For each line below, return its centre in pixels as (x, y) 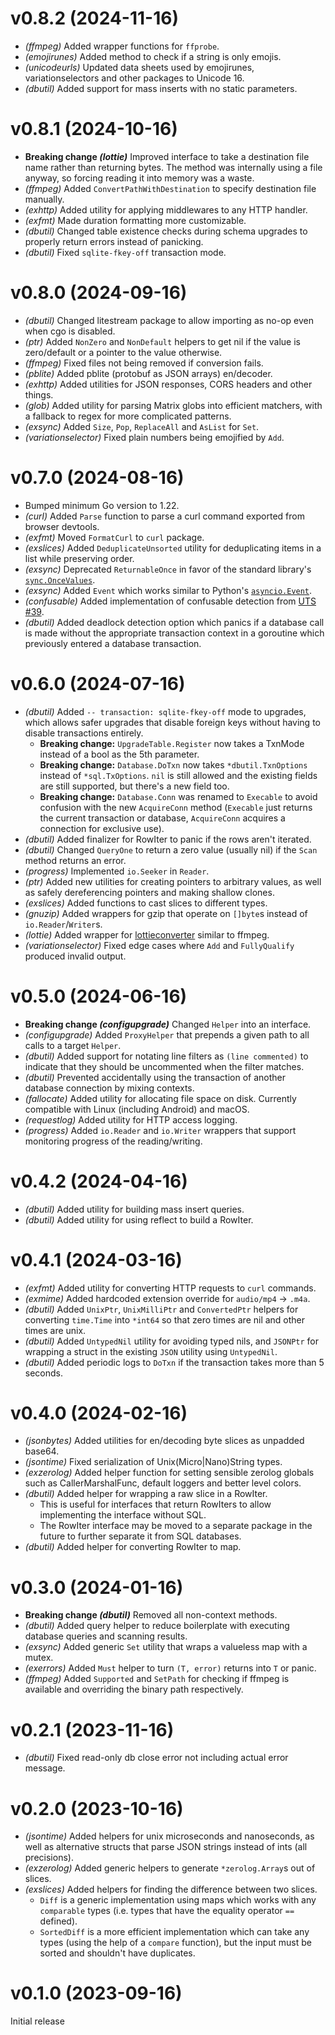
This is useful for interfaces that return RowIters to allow (155, 1504)
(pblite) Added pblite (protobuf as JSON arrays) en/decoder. (148, 373)
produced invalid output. (75, 956)
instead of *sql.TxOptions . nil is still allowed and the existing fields (178, 775)
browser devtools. (62, 526)
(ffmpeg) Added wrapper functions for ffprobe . (122, 46)
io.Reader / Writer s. (63, 924)
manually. (44, 199)
